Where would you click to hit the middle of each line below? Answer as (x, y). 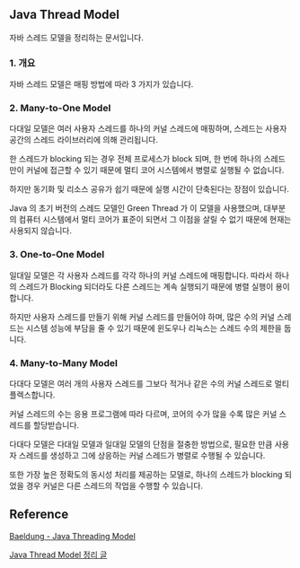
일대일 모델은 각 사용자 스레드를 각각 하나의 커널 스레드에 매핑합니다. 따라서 (141, 275)
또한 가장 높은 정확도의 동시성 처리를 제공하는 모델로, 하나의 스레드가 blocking (146, 474)
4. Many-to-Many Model (64, 363)
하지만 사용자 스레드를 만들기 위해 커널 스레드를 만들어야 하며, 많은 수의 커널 (142, 317)
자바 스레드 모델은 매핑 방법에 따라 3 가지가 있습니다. (101, 84)
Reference (39, 515)
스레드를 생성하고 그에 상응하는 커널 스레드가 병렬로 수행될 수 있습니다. (142, 455)
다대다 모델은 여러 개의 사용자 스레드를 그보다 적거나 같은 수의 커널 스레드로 (141, 384)
